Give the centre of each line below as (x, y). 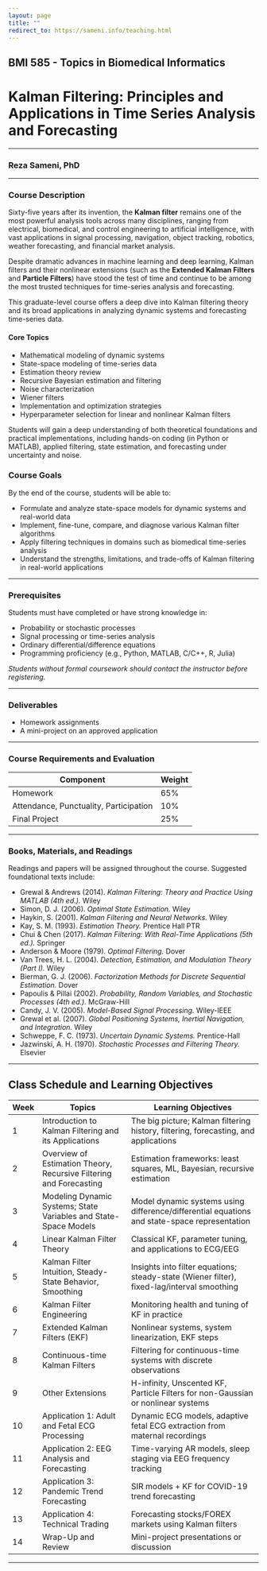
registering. (27, 677)
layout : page (30, 15)
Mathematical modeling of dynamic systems (92, 355)
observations (155, 1370)
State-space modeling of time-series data (88, 363)
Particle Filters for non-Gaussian (192, 1393)
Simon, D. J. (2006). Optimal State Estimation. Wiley (105, 909)
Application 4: (68, 1514)
